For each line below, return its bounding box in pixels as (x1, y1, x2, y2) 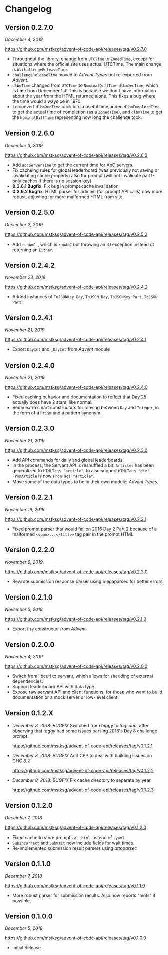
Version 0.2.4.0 (5, 361, 55, 370)
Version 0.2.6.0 (5, 129, 55, 138)
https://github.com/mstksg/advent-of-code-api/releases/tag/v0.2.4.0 (5, 384, 148, 390)
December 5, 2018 (5, 925, 43, 931)
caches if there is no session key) (22, 178, 92, 184)
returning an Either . (12, 247, 54, 253)
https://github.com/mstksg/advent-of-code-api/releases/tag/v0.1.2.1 (12, 743, 153, 749)
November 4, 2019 (5, 654, 43, 660)
